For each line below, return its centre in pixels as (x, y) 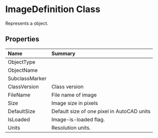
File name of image (74, 95)
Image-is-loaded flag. (78, 119)
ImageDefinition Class (53, 9)
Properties (22, 39)
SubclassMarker (27, 78)
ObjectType (22, 62)
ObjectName (23, 70)
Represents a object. (27, 23)
